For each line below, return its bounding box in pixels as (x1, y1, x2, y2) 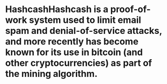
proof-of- (110, 4, 151, 15)
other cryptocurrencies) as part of (5, 57, 152, 69)
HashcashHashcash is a (5, 4, 109, 15)
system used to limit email (29, 14, 142, 26)
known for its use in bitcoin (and (5, 47, 143, 58)
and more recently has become (5, 36, 139, 48)
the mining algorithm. (5, 68, 98, 79)
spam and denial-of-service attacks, (5, 25, 162, 36)
